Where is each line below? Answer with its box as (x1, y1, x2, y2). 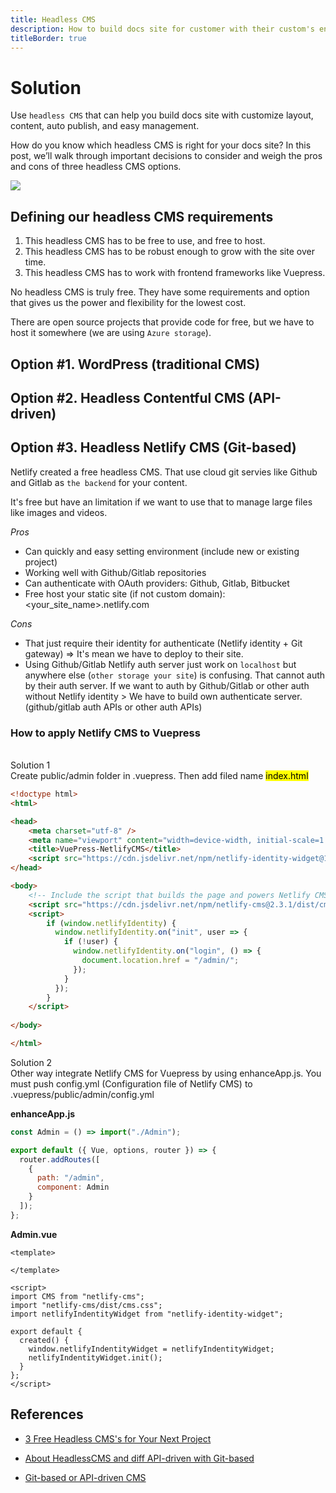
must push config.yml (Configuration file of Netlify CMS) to (10, 1077, 253, 1090)
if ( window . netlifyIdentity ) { (46, 918, 177, 928)
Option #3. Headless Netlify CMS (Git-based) (10, 439, 297, 456)
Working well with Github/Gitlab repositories (24, 566, 207, 578)
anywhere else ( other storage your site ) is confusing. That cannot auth (24, 669, 326, 681)
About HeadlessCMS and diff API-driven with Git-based (24, 1452, 255, 1464)
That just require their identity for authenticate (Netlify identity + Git (24, 637, 303, 649)
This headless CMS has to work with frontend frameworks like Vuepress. (24, 267, 326, 279)
